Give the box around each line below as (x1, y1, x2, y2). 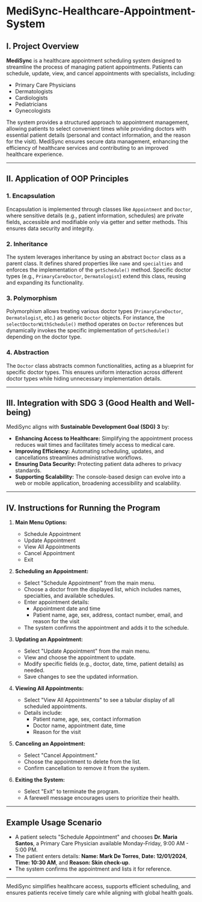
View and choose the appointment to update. (23, 654, 136, 661)
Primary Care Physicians (14, 81, 76, 89)
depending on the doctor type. (6, 333, 82, 341)
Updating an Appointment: (14, 636, 83, 643)
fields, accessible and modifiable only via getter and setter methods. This (6, 218, 188, 225)
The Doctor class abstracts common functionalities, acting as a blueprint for (6, 362, 194, 369)
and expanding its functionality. (6, 279, 84, 286)
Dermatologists (14, 88, 53, 95)
